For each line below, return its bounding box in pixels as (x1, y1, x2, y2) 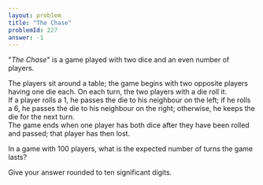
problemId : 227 (8, 26, 58, 34)
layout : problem (8, 11, 61, 20)
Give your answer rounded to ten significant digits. (8, 168, 172, 177)
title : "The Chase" (8, 19, 72, 27)
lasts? (8, 153, 28, 162)
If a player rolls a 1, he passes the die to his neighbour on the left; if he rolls (8, 95, 251, 105)
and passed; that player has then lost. (8, 129, 131, 139)
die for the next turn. (8, 112, 75, 122)
